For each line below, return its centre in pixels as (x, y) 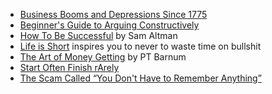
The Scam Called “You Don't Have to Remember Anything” (140, 78)
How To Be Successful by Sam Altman (98, 35)
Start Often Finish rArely (69, 67)
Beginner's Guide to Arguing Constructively (109, 25)
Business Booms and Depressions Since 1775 (113, 14)
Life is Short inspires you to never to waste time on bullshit (140, 46)
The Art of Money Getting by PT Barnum (103, 57)
